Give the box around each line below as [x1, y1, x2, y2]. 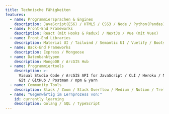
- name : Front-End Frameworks [10, 26, 73, 31]
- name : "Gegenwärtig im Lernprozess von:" [10, 92, 102, 97]
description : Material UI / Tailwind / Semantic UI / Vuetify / [14, 40, 152, 45]
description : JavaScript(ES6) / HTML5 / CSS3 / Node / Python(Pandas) [14, 21, 165, 27]
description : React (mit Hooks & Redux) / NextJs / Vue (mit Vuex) [14, 31, 158, 36]
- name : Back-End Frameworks [10, 45, 71, 50]
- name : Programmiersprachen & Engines [10, 17, 94, 22]
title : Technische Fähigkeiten [5, 7, 71, 13]
